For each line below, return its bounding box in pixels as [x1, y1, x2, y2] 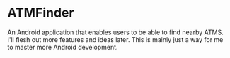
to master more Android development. [7, 43, 118, 51]
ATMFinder [7, 5, 74, 21]
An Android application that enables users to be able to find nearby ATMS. [7, 28, 224, 36]
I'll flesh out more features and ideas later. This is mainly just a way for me [7, 35, 224, 43]
